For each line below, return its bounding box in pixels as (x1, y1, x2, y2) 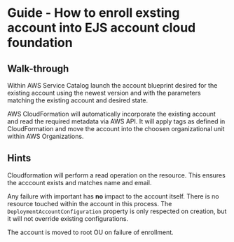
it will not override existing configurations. (7, 214, 128, 222)
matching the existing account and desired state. (7, 96, 149, 105)
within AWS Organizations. (7, 132, 84, 140)
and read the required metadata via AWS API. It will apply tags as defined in (7, 117, 226, 126)
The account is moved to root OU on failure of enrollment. (7, 228, 174, 236)
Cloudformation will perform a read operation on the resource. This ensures (7, 170, 226, 180)
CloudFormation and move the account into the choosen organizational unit (7, 125, 225, 133)
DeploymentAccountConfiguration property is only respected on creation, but (7, 207, 227, 215)
